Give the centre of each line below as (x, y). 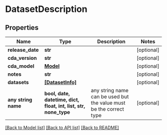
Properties (22, 28)
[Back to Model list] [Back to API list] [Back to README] (62, 128)
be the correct (108, 109)
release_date (23, 50)
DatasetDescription (46, 9)
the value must (108, 103)
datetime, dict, (62, 100)
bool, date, (57, 93)
